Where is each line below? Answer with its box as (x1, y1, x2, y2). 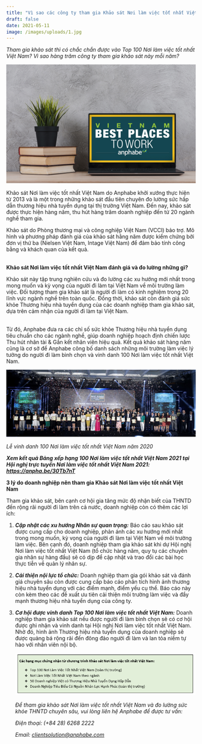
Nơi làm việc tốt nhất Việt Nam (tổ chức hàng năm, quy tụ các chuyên (14, 547, 188, 554)
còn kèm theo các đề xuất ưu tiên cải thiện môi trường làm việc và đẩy (14, 591, 189, 598)
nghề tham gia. (6, 215, 44, 222)
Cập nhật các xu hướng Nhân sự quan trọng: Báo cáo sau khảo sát (14, 522, 183, 529)
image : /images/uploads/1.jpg (6, 29, 82, 35)
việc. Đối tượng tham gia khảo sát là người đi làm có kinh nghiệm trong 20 (6, 288, 189, 295)
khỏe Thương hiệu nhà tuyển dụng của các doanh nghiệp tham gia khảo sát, (6, 301, 195, 309)
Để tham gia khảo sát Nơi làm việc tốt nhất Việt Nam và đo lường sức (14, 701, 188, 708)
